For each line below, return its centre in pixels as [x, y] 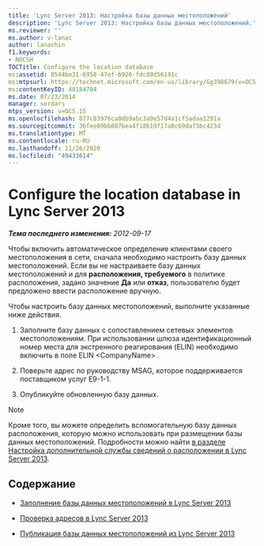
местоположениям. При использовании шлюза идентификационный [135, 338]
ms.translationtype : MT [47, 133]
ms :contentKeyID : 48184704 [53, 89]
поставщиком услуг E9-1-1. [65, 379]
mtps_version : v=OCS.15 [47, 112]
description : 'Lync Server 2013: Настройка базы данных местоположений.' [132, 23]
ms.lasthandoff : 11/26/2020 [55, 148]
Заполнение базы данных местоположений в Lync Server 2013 [125, 503]
